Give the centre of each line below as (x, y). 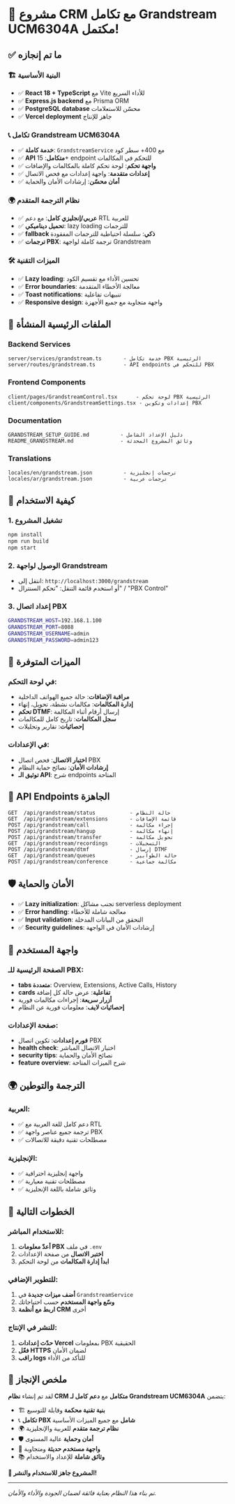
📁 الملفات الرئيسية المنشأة (60, 325)
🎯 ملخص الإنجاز (37, 1379)
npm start (22, 548)
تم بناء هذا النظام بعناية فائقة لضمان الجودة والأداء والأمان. (82, 1493)
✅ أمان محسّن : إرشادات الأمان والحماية (69, 181)
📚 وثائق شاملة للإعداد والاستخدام (61, 1457)
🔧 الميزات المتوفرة (44, 662)
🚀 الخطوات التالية (41, 1211)
